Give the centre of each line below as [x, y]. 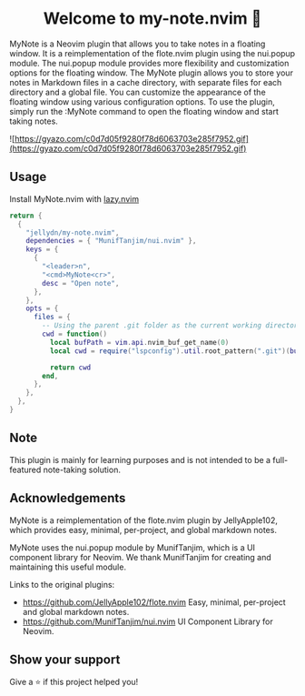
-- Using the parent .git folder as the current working [152, 326]
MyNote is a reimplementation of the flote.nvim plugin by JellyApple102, [144, 520]
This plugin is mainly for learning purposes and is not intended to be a [140, 459]
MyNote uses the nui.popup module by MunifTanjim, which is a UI [133, 547]
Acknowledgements [68, 498]
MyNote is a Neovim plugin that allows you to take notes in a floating [138, 44]
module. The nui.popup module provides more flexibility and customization [149, 63]
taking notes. [34, 121]
